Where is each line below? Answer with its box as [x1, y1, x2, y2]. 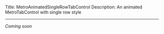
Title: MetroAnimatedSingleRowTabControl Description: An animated [5, 4, 143, 10]
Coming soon [5, 23, 32, 29]
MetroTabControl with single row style [5, 9, 82, 15]
